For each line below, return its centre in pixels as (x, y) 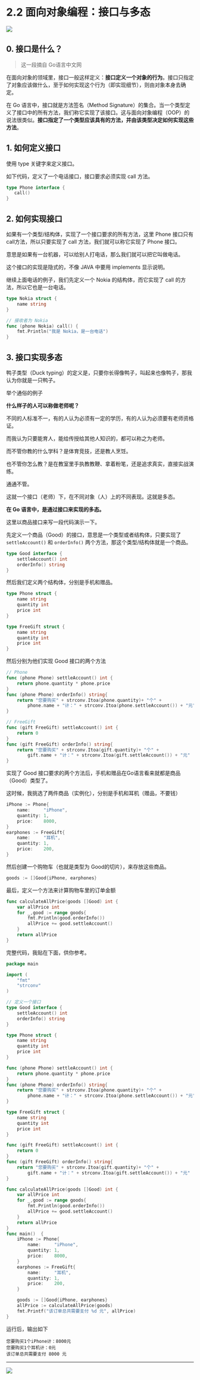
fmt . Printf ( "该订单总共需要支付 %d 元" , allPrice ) (76, 1311)
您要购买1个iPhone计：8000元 (39, 1341)
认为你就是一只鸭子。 (32, 380)
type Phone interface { (36, 188)
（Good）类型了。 (29, 781)
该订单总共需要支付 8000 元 (36, 1354)
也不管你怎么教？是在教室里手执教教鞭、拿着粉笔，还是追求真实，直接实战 (97, 464)
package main (22, 964)
